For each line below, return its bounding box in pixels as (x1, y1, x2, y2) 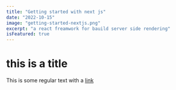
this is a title (6, 57, 68, 71)
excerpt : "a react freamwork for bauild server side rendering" (6, 25, 171, 32)
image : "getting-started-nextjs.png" (6, 20, 101, 26)
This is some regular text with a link (6, 77, 94, 84)
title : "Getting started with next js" (6, 8, 106, 15)
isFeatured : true (6, 31, 50, 37)
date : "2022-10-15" (6, 14, 55, 20)
